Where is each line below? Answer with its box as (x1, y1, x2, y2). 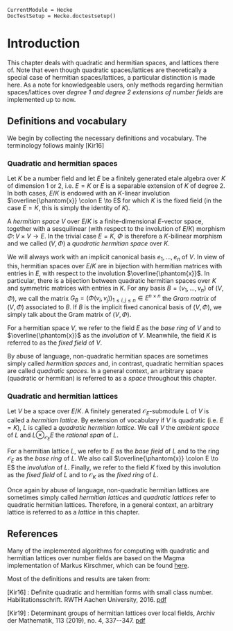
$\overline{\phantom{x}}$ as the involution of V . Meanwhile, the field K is (7, 331, 217, 340)
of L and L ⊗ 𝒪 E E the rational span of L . (7, 431, 119, 442)
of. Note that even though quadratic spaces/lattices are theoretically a (7, 66, 207, 74)
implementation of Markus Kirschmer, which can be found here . (7, 561, 189, 569)
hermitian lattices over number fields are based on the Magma (7, 553, 185, 562)
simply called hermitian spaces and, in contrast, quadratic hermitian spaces (7, 359, 224, 368)
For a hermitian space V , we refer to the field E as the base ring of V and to (7, 324, 221, 332)
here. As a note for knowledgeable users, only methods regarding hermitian (7, 80, 223, 89)
